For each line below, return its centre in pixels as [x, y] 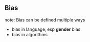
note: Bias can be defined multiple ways [45, 20]
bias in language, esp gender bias [46, 29]
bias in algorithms [30, 34]
